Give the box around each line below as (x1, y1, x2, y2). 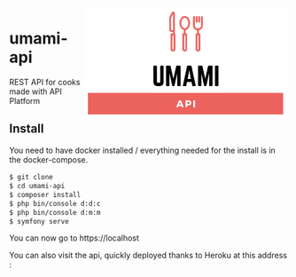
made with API (9, 86, 62, 97)
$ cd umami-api (9, 181, 66, 190)
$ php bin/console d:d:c (9, 199, 101, 208)
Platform (9, 95, 41, 106)
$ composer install (9, 190, 82, 199)
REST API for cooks (9, 76, 81, 87)
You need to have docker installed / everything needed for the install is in (9, 145, 277, 155)
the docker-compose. (9, 154, 89, 165)
